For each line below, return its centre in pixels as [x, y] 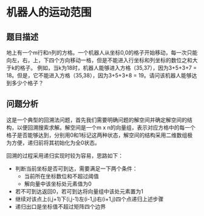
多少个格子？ [27, 83]
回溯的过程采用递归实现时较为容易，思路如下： [65, 155]
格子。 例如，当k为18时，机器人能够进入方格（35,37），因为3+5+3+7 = [108, 68]
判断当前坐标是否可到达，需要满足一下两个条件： [76, 169]
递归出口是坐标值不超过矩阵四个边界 [60, 206]
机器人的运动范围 [49, 12]
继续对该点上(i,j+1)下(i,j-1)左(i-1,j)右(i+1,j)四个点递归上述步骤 [89, 199]
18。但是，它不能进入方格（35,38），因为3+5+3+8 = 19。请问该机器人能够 [99, 75]
